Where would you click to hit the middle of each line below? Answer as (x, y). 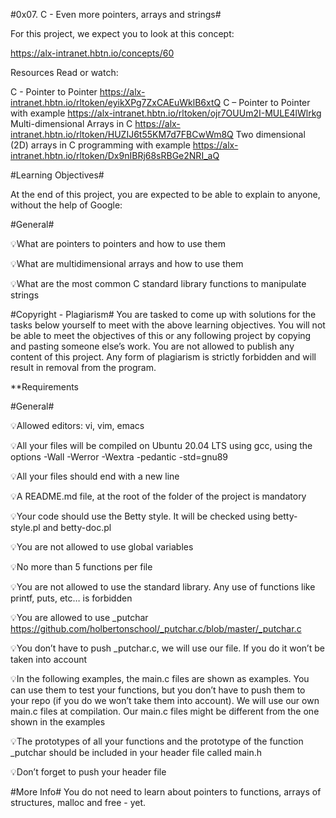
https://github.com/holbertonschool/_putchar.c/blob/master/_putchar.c (156, 628)
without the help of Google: (66, 205)
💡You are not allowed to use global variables (102, 547)
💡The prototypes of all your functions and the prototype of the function (157, 741)
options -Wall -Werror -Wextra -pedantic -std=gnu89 (119, 457)
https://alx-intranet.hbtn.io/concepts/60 (92, 53)
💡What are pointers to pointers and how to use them (118, 243)
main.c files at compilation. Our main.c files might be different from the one (165, 711)
